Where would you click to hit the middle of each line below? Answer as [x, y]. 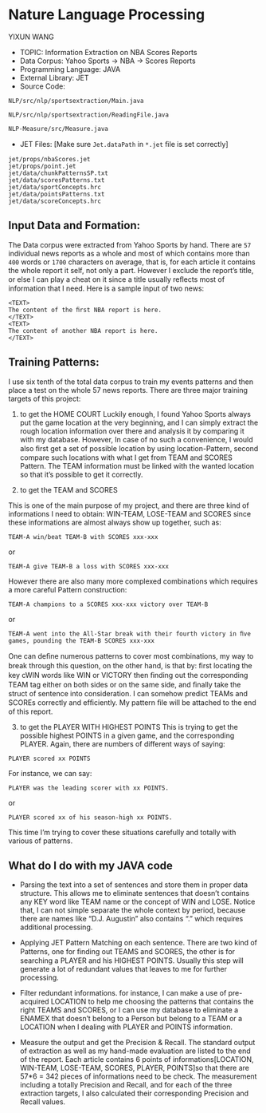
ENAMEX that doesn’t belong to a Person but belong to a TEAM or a [131, 1019]
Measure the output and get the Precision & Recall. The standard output [137, 1043]
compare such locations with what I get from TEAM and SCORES [126, 457]
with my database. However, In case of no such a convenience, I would [136, 439]
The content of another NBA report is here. [83, 331]
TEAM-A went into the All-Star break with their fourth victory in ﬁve [129, 634]
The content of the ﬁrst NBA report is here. [85, 310]
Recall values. [43, 1102]
